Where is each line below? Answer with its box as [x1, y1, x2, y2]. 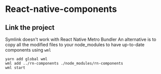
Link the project [5, 23, 55, 32]
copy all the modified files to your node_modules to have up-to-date [5, 42, 145, 48]
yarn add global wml [5, 57, 48, 62]
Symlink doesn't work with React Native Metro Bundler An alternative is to [5, 36, 157, 42]
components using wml [5, 47, 51, 53]
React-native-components [5, 3, 117, 15]
